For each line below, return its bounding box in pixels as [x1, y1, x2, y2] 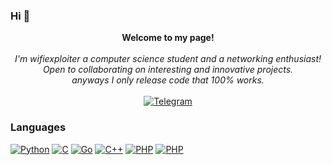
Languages [10, 120, 67, 134]
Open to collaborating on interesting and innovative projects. [42, 64, 294, 76]
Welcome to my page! [121, 32, 215, 44]
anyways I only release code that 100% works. [71, 74, 265, 86]
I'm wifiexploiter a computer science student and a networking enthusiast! [14, 53, 322, 65]
